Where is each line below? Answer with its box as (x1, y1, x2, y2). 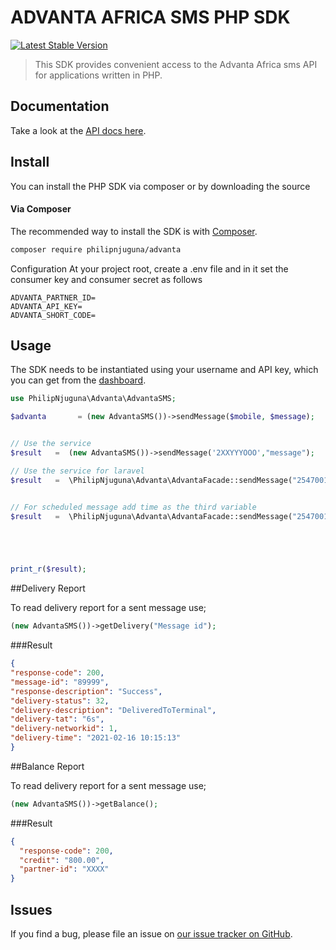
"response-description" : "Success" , (10, 686, 163, 696)
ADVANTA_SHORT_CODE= (10, 310, 97, 320)
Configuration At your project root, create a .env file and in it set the (10, 262, 289, 275)
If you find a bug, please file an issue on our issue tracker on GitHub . (10, 928, 293, 940)
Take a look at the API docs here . (10, 124, 147, 136)
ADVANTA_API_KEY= (10, 301, 83, 311)
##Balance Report (10, 760, 85, 772)
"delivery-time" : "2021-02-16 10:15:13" (10, 733, 182, 743)
